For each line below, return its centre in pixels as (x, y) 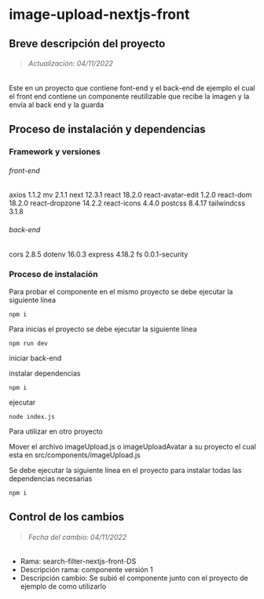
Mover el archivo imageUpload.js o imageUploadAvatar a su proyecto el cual (132, 446)
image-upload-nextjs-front (99, 15)
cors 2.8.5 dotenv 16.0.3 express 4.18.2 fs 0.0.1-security (99, 254)
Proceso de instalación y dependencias (108, 129)
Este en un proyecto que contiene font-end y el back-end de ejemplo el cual (132, 87)
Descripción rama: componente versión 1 (87, 570)
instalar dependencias (45, 373)
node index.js (32, 416)
